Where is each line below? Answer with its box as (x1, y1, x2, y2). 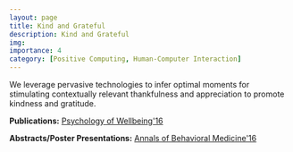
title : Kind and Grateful (9, 21, 105, 30)
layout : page (9, 13, 58, 22)
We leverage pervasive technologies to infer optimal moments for (9, 80, 250, 89)
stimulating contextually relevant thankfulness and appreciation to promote (9, 89, 285, 99)
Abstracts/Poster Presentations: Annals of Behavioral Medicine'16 (9, 133, 257, 143)
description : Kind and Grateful (9, 30, 130, 38)
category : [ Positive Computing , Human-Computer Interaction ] (9, 55, 242, 63)
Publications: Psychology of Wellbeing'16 (9, 115, 163, 126)
